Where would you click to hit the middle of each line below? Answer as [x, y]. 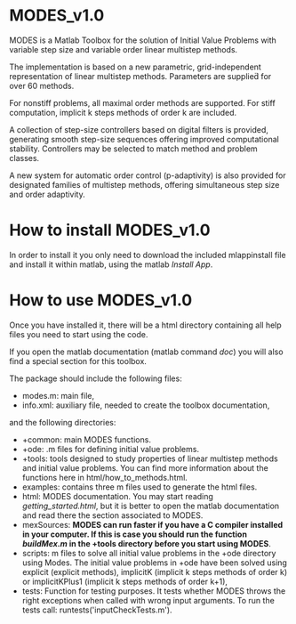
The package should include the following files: [96, 378]
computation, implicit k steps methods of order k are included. [123, 112]
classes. [24, 158]
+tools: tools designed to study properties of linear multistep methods [150, 458]
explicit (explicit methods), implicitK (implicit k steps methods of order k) [155, 571]
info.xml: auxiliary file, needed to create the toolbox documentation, [146, 405]
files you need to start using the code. [79, 334]
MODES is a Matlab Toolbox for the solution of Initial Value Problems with [143, 40]
